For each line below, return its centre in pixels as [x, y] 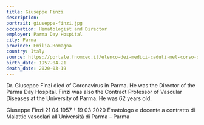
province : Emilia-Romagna [39, 46]
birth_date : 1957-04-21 [36, 62]
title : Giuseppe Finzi [35, 12]
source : [16, 57]
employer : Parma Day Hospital [45, 35]
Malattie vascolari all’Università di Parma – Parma [68, 117]
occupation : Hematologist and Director [57, 29]
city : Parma [21, 40]
